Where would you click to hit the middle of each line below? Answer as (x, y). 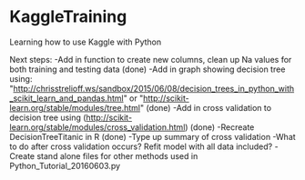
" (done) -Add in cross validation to (205, 107)
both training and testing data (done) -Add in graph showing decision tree (147, 69)
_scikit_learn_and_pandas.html (67, 98)
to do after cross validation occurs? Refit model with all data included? (141, 146)
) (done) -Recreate (220, 127)
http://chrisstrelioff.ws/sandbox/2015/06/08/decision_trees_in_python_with (154, 88)
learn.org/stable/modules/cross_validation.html (97, 127)
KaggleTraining (68, 17)
